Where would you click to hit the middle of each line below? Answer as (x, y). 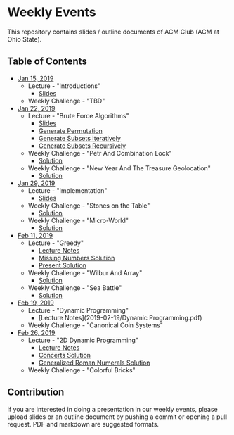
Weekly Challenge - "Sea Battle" (75, 288)
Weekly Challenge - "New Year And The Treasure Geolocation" (119, 168)
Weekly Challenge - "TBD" (66, 101)
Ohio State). (25, 39)
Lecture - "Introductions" (64, 86)
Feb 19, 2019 (35, 303)
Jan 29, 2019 (36, 183)
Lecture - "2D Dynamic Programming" (83, 340)
